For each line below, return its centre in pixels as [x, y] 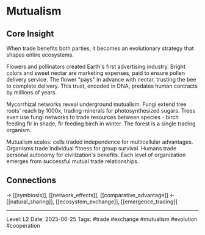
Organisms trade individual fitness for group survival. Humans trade [92, 148]
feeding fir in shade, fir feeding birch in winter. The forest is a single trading [101, 124]
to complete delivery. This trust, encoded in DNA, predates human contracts [102, 86]
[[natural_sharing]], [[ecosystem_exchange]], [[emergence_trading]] [92, 202]
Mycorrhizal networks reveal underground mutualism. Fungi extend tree [97, 104]
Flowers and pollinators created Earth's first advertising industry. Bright [96, 66]
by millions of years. [31, 92]
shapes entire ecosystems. [40, 55]
